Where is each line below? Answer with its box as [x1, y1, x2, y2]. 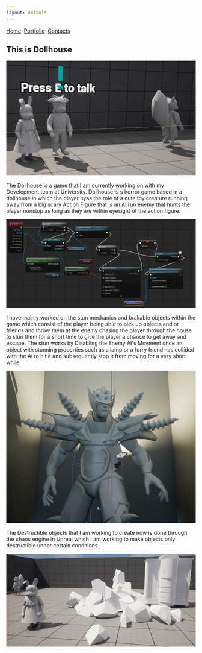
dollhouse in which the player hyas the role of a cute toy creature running [6, 195, 188, 202]
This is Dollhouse [6, 45, 72, 55]
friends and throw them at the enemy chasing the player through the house [6, 327, 192, 334]
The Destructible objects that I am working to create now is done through [6, 529, 188, 536]
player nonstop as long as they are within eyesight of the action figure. [6, 207, 181, 215]
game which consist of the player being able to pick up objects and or [6, 320, 179, 328]
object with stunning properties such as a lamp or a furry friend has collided [6, 346, 195, 353]
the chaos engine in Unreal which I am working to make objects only [6, 535, 176, 543]
